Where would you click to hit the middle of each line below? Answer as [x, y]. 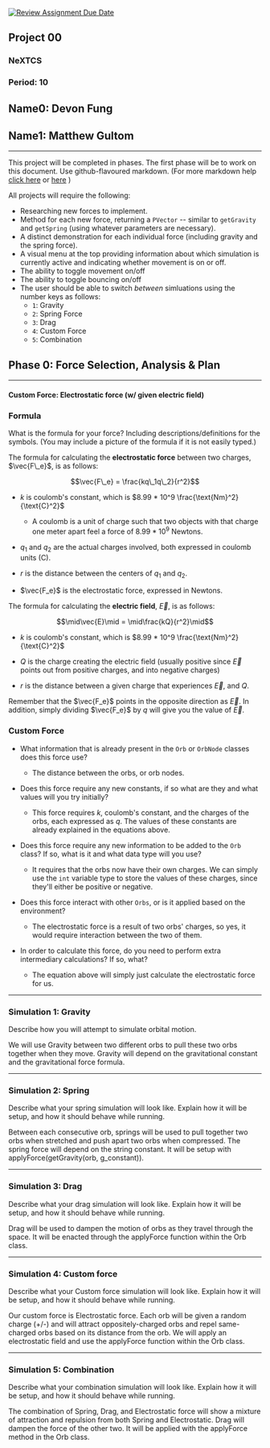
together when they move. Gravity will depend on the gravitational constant [133, 1053]
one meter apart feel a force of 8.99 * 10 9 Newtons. [117, 531]
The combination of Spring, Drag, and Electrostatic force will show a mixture [135, 1412]
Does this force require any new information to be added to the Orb [130, 845]
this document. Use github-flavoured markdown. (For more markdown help [133, 171]
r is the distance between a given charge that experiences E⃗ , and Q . [134, 686]
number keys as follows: [60, 297]
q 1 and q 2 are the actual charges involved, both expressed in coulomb [135, 548]
